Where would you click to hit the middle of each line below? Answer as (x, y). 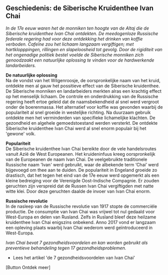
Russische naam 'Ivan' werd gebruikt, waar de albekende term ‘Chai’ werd (82, 164)
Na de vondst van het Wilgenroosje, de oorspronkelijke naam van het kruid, (83, 80)
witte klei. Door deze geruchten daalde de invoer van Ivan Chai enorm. (78, 191)
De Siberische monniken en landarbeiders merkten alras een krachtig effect (84, 91)
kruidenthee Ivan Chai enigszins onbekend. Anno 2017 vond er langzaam (81, 222)
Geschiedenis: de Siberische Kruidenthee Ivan (80, 8)
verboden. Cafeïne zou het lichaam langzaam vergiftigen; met (70, 44)
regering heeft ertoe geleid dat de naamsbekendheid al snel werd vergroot (82, 102)
